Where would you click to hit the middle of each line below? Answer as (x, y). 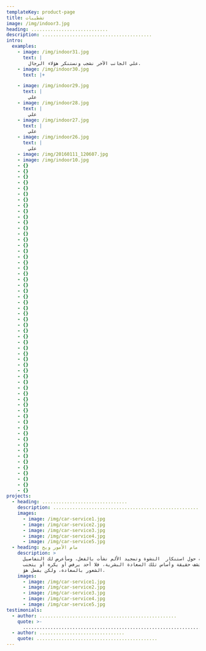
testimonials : (25, 610)
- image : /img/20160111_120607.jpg (63, 154)
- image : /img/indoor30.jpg (53, 69)
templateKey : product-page (41, 12)
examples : (24, 47)
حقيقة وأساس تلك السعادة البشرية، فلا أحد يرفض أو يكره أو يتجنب (106, 565)
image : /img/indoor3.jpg (38, 23)
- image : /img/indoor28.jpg (53, 103)
